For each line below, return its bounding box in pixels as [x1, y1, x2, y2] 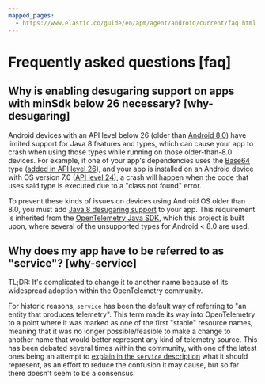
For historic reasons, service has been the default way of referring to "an [8, 302, 247, 311]
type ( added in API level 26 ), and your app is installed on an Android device [8, 164, 254, 173]
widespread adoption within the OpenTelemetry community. [8, 286, 203, 295]
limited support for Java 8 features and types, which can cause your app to [8, 139, 254, 148]
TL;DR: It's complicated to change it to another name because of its [8, 278, 229, 287]
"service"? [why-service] [8, 257, 137, 270]
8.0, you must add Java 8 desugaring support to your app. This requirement [8, 204, 256, 214]
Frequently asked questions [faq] [8, 53, 232, 71]
